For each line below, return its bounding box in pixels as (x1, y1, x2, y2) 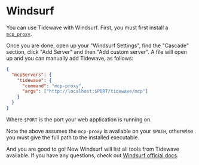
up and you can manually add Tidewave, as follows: (6, 54, 133, 62)
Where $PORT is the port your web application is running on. (6, 115, 152, 123)
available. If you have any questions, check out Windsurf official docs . (6, 151, 179, 159)
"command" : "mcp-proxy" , (22, 82, 84, 89)
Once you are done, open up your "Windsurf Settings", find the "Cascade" (6, 42, 189, 49)
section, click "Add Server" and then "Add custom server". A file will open (6, 48, 187, 55)
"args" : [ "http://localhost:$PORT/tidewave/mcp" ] (22, 88, 148, 94)
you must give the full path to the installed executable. (6, 133, 139, 141)
